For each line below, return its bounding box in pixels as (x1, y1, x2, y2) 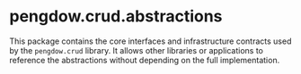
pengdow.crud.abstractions (9, 6, 223, 27)
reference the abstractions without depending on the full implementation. (9, 54, 280, 65)
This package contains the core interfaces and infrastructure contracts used (9, 36, 292, 46)
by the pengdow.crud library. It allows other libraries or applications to (9, 45, 263, 55)
